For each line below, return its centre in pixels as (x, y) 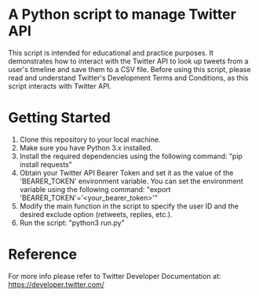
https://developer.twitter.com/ (56, 284)
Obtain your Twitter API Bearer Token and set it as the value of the (126, 172)
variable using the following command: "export (95, 189)
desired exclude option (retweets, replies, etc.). (96, 214)
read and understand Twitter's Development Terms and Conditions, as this (128, 78)
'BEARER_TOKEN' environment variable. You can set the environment (131, 181)
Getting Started (60, 118)
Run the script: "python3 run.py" (72, 223)
